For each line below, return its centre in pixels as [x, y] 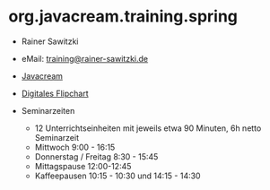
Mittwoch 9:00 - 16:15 [75, 147]
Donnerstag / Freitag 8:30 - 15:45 [96, 156]
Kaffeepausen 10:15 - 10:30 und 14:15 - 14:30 [118, 176]
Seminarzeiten [48, 110]
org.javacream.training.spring [123, 17]
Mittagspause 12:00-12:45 [83, 166]
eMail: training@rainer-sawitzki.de [85, 58]
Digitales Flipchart [55, 93]
